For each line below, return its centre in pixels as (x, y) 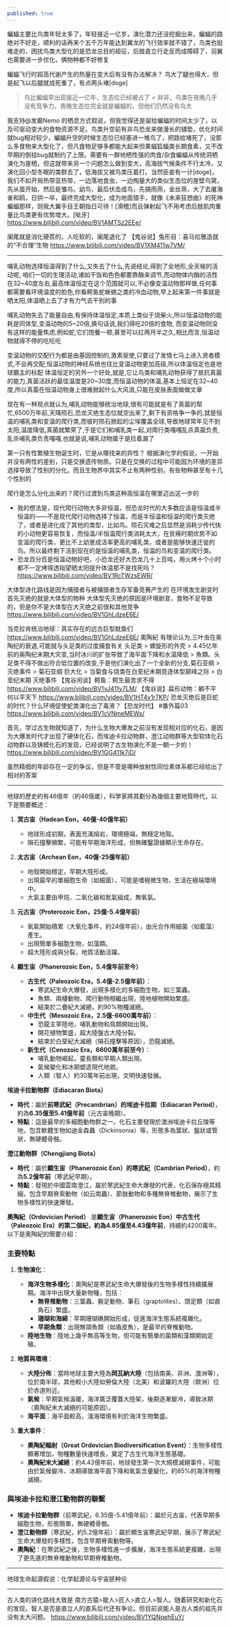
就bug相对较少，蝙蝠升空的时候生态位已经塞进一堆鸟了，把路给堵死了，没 (112, 137)
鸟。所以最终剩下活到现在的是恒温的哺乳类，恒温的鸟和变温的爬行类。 (116, 550)
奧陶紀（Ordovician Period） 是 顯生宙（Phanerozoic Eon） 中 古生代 (104, 1217)
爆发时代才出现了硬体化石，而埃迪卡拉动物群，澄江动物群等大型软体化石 (121, 736)
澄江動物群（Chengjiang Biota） (53, 1153)
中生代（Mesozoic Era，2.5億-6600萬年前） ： (92, 1015)
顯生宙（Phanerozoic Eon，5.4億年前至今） (79, 967)
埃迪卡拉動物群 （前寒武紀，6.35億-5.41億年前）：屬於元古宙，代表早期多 (119, 1515)
